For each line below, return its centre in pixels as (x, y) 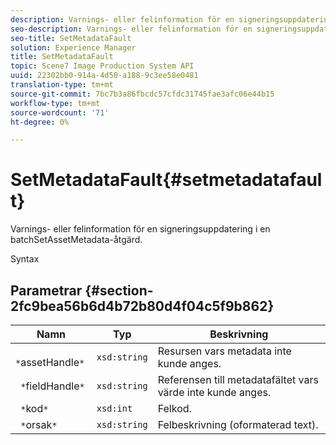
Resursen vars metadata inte (224, 351)
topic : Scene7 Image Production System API (102, 66)
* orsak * (39, 424)
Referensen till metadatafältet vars (238, 379)
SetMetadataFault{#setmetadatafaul (166, 180)
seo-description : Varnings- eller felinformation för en (131, 29)
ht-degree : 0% (40, 122)
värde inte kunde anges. (214, 392)
